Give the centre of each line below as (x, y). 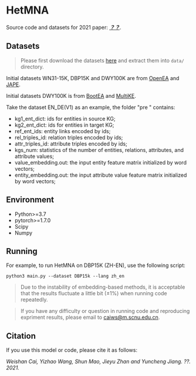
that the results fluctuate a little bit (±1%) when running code (94, 293)
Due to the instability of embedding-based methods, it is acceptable (103, 287)
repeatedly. (34, 300)
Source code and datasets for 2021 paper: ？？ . (64, 27)
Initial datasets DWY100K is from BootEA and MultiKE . (71, 95)
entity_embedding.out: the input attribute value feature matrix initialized (101, 175)
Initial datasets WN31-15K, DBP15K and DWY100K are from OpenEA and (93, 78)
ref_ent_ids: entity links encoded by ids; (62, 131)
